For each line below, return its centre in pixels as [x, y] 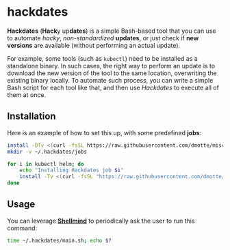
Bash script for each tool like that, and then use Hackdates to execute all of [113, 87]
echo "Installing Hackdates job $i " [72, 170]
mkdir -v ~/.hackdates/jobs [47, 152]
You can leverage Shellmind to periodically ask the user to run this [101, 221]
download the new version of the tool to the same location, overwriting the [112, 73]
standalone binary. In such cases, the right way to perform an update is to [111, 66]
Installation [31, 116]
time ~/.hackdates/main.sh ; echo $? [59, 240]
